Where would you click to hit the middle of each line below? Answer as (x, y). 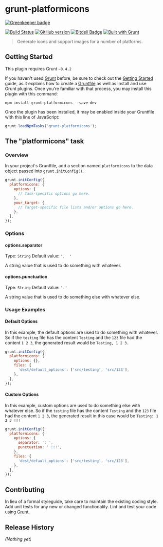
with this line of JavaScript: (32, 117)
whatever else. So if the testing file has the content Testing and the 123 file (81, 410)
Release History (30, 527)
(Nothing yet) (18, 539)
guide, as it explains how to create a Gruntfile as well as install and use (76, 83)
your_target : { (29, 203)
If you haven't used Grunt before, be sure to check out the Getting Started (79, 78)
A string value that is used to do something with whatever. (63, 266)
